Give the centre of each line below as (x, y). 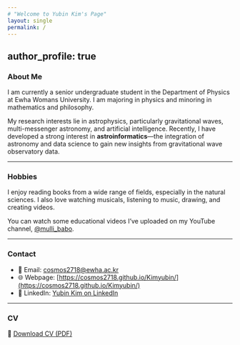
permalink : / (27, 27)
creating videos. (31, 207)
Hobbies (22, 176)
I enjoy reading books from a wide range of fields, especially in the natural (116, 192)
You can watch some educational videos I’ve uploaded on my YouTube (111, 221)
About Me (25, 76)
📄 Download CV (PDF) (40, 334)
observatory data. (34, 151)
